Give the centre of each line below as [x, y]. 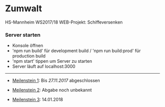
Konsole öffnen [27, 46]
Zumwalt [24, 9]
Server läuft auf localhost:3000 [44, 66]
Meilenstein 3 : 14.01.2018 [38, 100]
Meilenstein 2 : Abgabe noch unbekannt [52, 90]
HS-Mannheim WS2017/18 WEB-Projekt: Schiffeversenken [64, 22]
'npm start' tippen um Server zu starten [52, 61]
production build [29, 56]
